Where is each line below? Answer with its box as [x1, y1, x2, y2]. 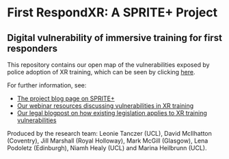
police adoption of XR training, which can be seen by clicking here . [7, 68, 196, 76]
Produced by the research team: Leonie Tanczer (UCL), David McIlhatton [7, 130, 212, 137]
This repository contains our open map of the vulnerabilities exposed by [7, 61, 210, 69]
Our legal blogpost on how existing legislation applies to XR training [16, 109, 207, 117]
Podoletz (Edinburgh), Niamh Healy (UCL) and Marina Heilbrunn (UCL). [7, 144, 207, 151]
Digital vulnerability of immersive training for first [7, 32, 222, 44]
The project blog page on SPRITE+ [16, 94, 115, 102]
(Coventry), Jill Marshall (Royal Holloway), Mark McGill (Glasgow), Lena [7, 136, 208, 145]
